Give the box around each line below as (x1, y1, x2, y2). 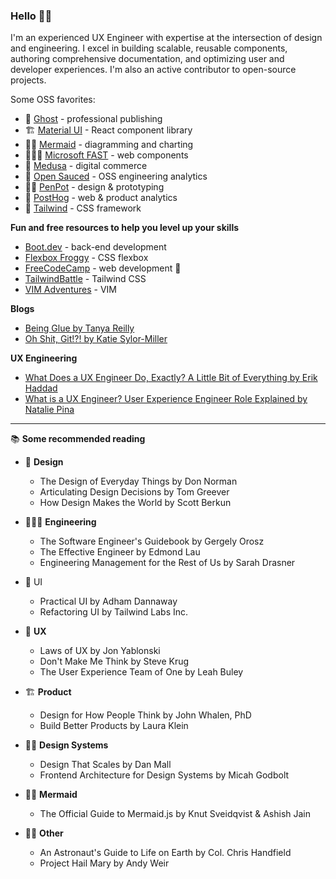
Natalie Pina (24, 404, 75, 416)
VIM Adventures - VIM (24, 284, 117, 296)
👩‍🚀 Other (24, 827, 64, 839)
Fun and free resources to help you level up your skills (10, 222, 240, 234)
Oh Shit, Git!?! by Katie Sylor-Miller (24, 333, 168, 345)
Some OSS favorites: (10, 94, 96, 106)
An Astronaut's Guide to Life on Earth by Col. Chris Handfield (39, 847, 292, 859)
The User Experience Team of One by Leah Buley (39, 666, 244, 678)
